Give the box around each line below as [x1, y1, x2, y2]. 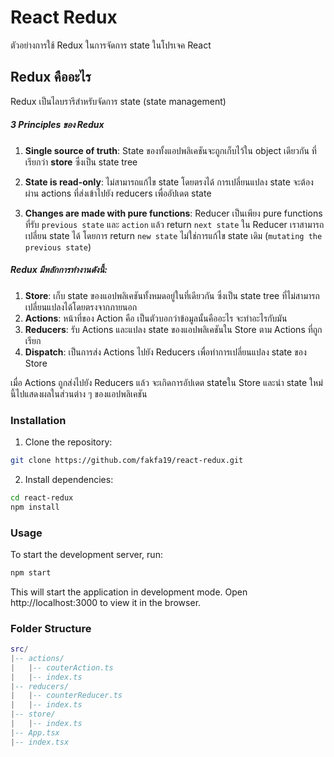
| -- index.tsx [10, 737, 70, 747]
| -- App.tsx [10, 727, 60, 738]
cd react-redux [10, 492, 74, 503]
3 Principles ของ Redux [10, 119, 105, 131]
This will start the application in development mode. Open [10, 586, 248, 598]
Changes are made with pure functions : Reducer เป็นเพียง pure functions [24, 207, 323, 219]
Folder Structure [10, 621, 92, 635]
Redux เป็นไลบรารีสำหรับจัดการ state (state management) [10, 95, 227, 107]
